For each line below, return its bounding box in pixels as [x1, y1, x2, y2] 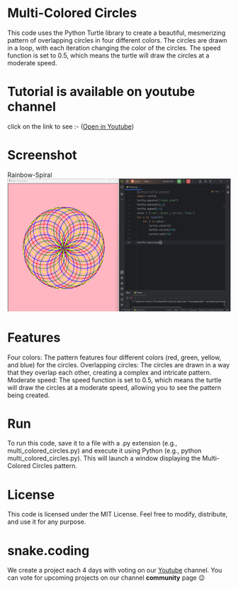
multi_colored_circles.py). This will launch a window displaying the [7, 454, 201, 463]
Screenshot [7, 147, 77, 163]
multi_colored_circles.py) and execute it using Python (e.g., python [7, 446, 202, 455]
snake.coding [7, 542, 90, 558]
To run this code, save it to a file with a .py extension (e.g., [7, 439, 178, 448]
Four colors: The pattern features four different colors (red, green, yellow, [7, 353, 222, 362]
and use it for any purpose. [7, 517, 86, 526]
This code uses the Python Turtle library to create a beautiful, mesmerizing [7, 28, 226, 37]
